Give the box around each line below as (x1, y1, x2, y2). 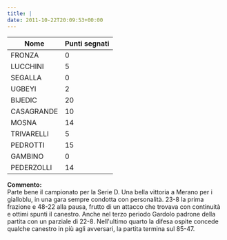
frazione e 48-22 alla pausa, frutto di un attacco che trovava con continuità (7, 202, 221, 211)
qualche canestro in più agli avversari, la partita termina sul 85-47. (7, 224, 195, 232)
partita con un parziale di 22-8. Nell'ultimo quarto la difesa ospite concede (7, 217, 219, 225)
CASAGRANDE (10, 107, 59, 116)
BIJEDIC (10, 95, 38, 104)
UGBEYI (10, 84, 37, 93)
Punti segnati (64, 39, 110, 48)
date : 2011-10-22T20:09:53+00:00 (7, 17, 103, 24)
